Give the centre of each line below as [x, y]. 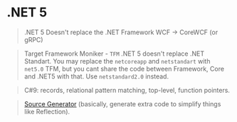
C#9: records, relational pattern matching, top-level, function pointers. [127, 90]
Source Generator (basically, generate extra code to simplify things [122, 103]
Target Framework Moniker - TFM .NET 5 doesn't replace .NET [114, 54]
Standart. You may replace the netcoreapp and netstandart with [117, 61]
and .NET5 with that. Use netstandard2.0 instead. [96, 76]
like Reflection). [47, 111]
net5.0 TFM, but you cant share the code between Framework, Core [124, 68]
